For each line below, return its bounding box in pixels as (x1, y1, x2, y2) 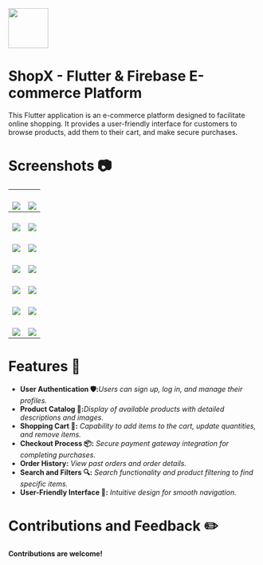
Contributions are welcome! (8, 548, 103, 558)
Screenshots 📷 (8, 157, 112, 175)
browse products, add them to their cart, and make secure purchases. (8, 127, 238, 136)
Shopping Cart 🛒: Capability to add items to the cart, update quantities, (19, 421, 257, 430)
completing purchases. (19, 450, 96, 460)
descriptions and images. (19, 413, 104, 422)
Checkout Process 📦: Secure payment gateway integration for (19, 438, 230, 448)
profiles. (19, 395, 48, 405)
